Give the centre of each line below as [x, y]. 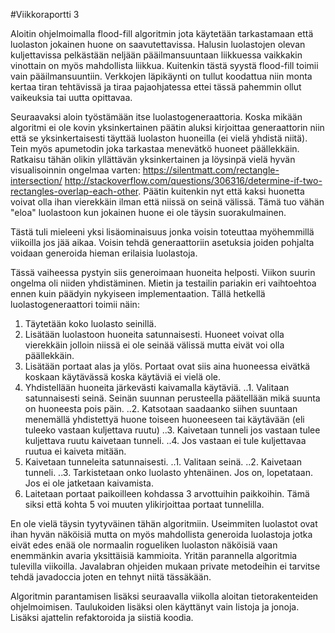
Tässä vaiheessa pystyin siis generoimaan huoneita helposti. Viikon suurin [163, 272]
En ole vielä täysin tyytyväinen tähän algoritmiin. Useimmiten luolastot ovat [164, 523]
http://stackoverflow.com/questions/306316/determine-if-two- [193, 180]
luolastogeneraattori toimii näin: [75, 304]
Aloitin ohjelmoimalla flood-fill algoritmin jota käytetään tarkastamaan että [162, 33]
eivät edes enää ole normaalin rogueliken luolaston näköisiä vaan [144, 545]
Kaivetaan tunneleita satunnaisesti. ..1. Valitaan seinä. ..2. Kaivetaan [163, 462]
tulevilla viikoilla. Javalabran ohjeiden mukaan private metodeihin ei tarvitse [165, 566]
